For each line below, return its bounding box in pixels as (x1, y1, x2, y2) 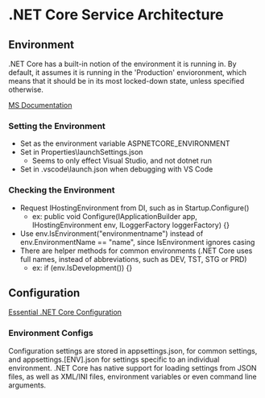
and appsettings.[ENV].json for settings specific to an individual (8, 354, 220, 364)
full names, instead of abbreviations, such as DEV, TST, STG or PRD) (19, 254, 247, 263)
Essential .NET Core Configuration (8, 308, 122, 317)
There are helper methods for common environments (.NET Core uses (19, 246, 253, 255)
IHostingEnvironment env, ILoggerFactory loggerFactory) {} (31, 220, 230, 230)
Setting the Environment (8, 120, 106, 131)
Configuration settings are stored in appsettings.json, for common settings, (8, 346, 258, 355)
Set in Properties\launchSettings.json (19, 147, 143, 157)
